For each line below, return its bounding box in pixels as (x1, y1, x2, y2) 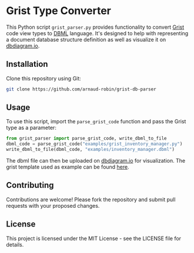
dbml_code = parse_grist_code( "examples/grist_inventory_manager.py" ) (6, 141, 183, 147)
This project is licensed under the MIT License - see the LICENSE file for (6, 235, 181, 242)
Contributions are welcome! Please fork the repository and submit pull (6, 195, 176, 203)
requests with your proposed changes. (6, 202, 100, 209)
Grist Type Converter (6, 4, 112, 18)
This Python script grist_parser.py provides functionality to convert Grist (6, 23, 185, 31)
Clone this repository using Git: (6, 75, 81, 82)
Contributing (6, 180, 54, 190)
